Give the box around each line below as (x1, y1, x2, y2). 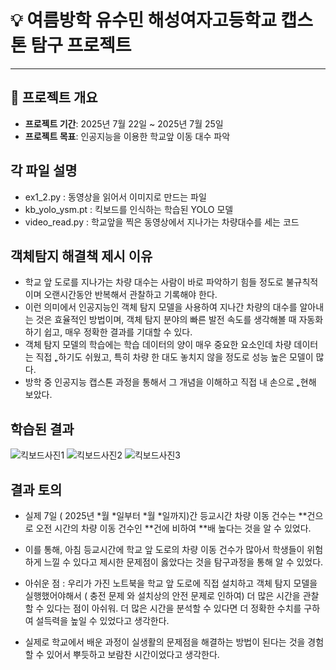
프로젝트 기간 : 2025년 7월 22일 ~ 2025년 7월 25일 (24, 117, 224, 130)
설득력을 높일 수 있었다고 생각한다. (35, 615, 170, 626)
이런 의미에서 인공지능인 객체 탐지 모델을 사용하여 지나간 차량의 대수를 (24, 301, 298, 313)
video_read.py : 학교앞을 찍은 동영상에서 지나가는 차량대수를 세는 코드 (24, 216, 300, 228)
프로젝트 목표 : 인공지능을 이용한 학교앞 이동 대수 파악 (24, 130, 231, 142)
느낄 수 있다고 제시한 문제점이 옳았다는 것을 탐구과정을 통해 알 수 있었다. (43, 556, 324, 568)
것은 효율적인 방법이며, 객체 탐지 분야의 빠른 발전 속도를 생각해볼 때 (35, 314, 297, 326)
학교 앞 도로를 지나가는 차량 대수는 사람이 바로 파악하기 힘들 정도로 (24, 276, 284, 288)
